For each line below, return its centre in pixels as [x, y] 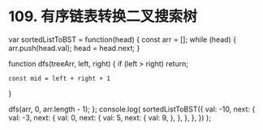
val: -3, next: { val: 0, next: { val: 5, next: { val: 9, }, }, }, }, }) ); [110, 117]
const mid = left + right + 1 [60, 78]
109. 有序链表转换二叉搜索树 [103, 17]
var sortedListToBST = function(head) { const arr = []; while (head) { [123, 39]
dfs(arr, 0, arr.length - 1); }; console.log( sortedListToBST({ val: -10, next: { [132, 109]
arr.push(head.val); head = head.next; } [74, 48]
